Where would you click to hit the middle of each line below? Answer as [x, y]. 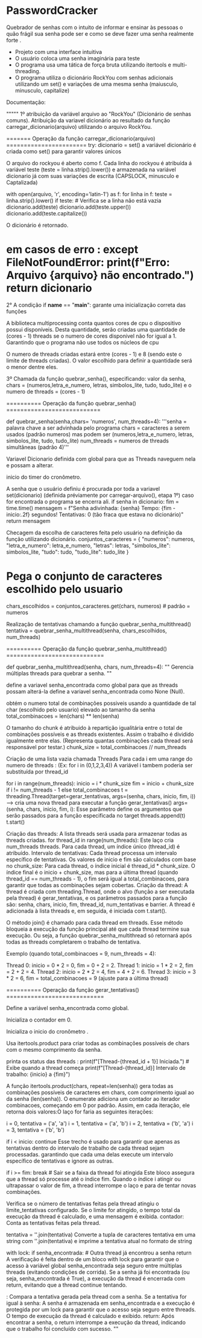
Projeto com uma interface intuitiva [58, 51]
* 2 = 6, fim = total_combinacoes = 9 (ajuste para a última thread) [87, 978]
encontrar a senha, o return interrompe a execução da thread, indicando [96, 1322]
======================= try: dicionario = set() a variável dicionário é [101, 145]
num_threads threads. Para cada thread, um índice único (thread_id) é [93, 846]
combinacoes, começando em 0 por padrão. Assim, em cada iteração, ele [98, 1105]
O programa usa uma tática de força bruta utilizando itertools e [93, 65]
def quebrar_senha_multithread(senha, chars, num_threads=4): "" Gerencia [100, 667]
